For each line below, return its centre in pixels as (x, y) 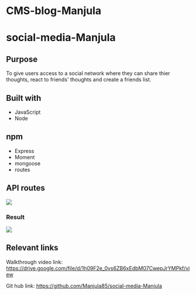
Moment (25, 157)
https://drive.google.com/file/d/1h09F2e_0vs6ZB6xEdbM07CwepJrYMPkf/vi (98, 268)
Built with (24, 98)
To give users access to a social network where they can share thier (88, 73)
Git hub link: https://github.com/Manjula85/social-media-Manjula (84, 286)
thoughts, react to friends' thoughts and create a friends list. (79, 80)
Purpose (22, 59)
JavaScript (27, 112)
